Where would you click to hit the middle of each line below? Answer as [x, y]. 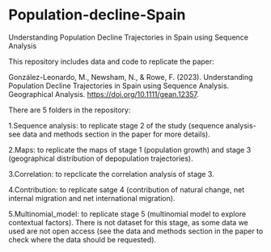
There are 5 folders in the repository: [70, 110]
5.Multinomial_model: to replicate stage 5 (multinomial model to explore [127, 214]
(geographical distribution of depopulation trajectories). [101, 158]
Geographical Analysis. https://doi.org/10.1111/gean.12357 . [104, 94]
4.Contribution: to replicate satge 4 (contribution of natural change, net [127, 189]
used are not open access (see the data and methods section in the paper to [136, 231]
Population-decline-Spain [97, 15]
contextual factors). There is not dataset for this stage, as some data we [128, 222]
